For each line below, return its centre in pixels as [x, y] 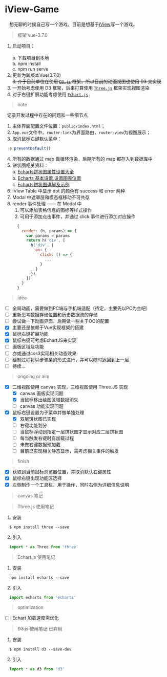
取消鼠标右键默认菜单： [37, 139]
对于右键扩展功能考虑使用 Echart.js [50, 94]
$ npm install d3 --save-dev [40, 649]
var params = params [48, 236]
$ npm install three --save [39, 527]
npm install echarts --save [39, 578]
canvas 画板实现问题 [41, 393]
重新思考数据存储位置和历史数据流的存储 [55, 315]
